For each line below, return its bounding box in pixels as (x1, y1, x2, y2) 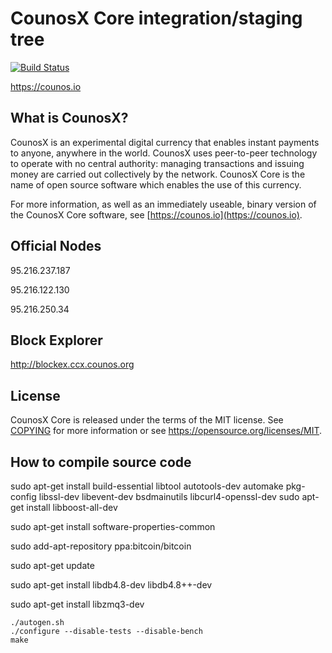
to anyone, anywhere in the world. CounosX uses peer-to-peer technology (10, 147, 318, 159)
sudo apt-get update (10, 560, 95, 571)
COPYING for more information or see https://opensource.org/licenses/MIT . (10, 425, 323, 437)
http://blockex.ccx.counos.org (10, 358, 135, 371)
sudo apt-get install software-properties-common (10, 521, 216, 532)
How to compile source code (10, 453, 192, 471)
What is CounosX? (10, 110, 129, 127)
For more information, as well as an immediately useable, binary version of (10, 198, 317, 210)
